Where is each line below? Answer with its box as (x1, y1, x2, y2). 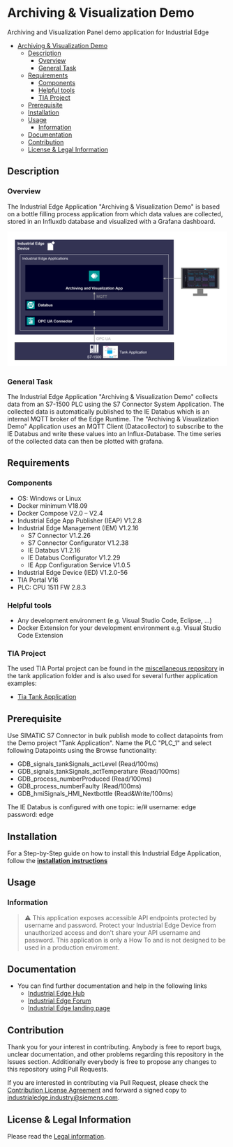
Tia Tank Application (17, 693, 77, 701)
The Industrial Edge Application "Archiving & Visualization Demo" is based (7, 202, 220, 211)
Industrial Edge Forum (27, 996, 92, 1005)
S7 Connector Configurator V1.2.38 (27, 539, 129, 547)
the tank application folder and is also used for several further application (7, 672, 218, 680)
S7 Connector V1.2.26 (27, 531, 91, 539)
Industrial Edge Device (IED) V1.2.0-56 (17, 568, 128, 576)
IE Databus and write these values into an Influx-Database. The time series (7, 430, 222, 438)
